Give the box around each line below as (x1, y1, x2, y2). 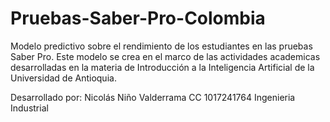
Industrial (10, 102, 49, 114)
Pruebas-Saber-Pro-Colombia (10, 7, 266, 30)
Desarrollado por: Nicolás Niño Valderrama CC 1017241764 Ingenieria (10, 91, 296, 103)
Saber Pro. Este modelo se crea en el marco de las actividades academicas (10, 50, 321, 62)
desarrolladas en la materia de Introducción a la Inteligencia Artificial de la (10, 61, 315, 73)
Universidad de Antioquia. (10, 72, 117, 84)
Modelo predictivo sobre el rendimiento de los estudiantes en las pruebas (10, 40, 313, 52)
